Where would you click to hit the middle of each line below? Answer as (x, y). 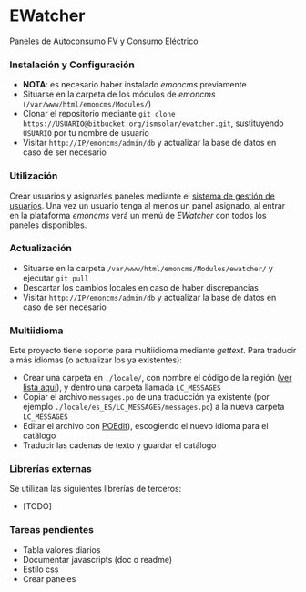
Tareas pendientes (51, 530)
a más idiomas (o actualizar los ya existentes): (96, 360)
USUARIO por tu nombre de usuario (86, 133)
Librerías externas (51, 469)
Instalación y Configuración (72, 65)
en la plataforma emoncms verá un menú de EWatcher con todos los (138, 215)
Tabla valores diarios (61, 550)
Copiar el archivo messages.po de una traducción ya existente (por (146, 397)
